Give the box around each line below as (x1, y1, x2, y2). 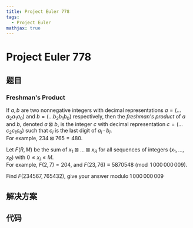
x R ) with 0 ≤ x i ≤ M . (6, 154, 54, 162)
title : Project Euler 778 (6, 8, 69, 15)
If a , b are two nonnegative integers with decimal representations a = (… (6, 107, 181, 114)
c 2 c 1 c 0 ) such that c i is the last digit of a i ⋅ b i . (6, 127, 112, 136)
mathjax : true (6, 25, 41, 31)
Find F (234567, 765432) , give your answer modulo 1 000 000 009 (6, 173, 164, 180)
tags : (6, 14, 19, 20)
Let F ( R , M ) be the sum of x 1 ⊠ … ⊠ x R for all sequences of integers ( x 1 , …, (6, 146, 184, 154)
